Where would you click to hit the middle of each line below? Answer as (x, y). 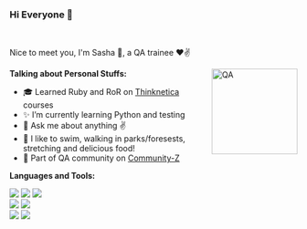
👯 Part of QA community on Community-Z (101, 158)
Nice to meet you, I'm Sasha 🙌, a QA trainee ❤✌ (100, 53)
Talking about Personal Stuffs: (68, 74)
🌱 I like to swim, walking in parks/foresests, (104, 139)
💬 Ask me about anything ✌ (74, 126)
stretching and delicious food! (79, 149)
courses (38, 105)
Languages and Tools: (53, 176)
